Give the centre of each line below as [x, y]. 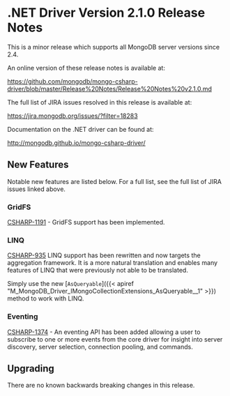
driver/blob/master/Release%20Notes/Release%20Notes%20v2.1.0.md [110, 89]
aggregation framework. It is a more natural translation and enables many [113, 263]
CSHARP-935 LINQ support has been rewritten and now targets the [104, 255]
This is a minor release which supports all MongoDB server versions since [114, 47]
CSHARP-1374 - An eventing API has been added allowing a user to [104, 332]
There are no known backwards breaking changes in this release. [101, 386]
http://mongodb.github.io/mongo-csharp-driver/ [77, 143]
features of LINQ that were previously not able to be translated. [98, 271]
